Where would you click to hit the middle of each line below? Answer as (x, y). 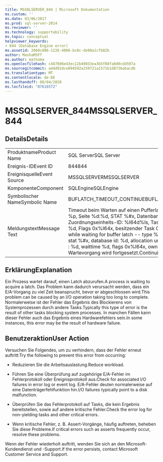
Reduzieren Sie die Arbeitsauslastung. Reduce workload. (68, 365)
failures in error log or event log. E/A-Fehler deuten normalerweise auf (82, 385)
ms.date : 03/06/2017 (26, 19)
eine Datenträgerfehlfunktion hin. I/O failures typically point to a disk (80, 390)
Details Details (27, 139)
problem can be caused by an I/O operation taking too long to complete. (77, 297)
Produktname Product (32, 152)
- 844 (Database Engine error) (37, 46)
